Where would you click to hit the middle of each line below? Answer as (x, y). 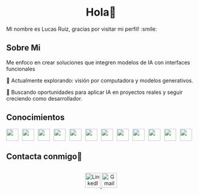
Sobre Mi (23, 48)
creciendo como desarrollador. (44, 98)
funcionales (21, 69)
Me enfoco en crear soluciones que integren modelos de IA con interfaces (98, 62)
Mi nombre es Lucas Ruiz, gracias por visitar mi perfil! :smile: (82, 29)
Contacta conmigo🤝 (44, 156)
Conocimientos (35, 118)
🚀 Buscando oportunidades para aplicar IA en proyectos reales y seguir (95, 92)
